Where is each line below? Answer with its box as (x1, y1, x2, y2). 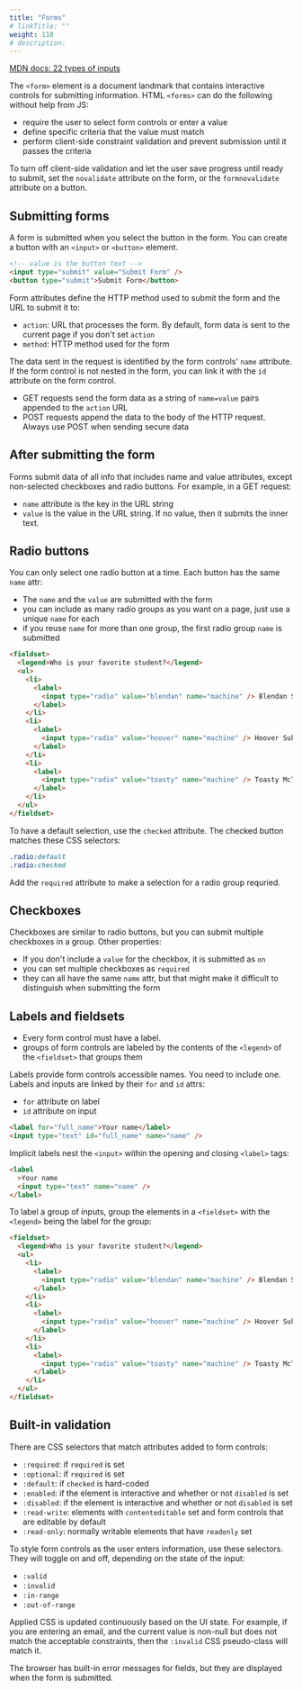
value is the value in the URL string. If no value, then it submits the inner (22, 508, 289, 519)
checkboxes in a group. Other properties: (9, 936, 162, 947)
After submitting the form (9, 447, 155, 463)
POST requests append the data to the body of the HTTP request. (22, 411, 266, 422)
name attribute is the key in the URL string (22, 498, 173, 509)
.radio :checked (9, 861, 67, 870)
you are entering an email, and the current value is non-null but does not (9, 1626, 278, 1637)
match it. (9, 1645, 42, 1656)
